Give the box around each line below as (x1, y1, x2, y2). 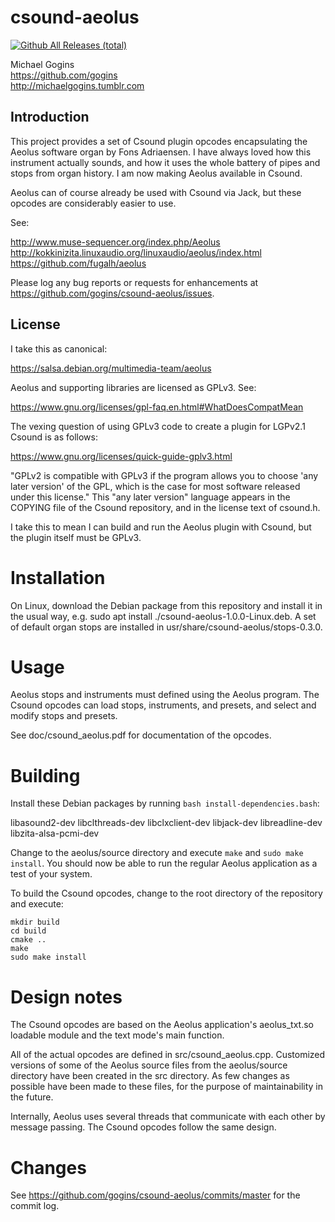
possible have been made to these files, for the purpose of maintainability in (10, 1081, 324, 1093)
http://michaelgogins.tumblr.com (10, 79, 145, 91)
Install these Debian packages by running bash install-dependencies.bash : (10, 797, 320, 810)
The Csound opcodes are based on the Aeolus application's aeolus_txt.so (10, 1019, 315, 1031)
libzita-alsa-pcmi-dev (10, 827, 100, 840)
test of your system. (10, 868, 93, 880)
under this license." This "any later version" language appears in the (10, 491, 291, 503)
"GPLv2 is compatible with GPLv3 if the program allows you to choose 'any (10, 469, 319, 481)
